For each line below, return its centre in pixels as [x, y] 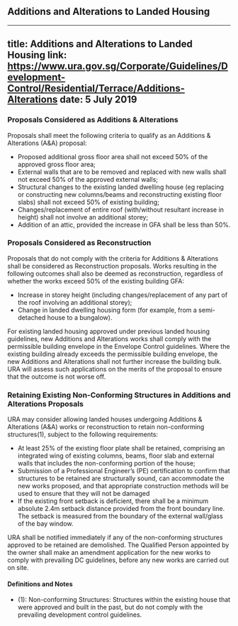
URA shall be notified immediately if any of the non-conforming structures [115, 538]
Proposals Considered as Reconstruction [79, 243]
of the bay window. [45, 524]
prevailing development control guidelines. [80, 615]
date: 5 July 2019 [98, 100]
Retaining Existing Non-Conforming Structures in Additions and [119, 395]
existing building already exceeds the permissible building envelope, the [113, 354]
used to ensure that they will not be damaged [84, 494]
